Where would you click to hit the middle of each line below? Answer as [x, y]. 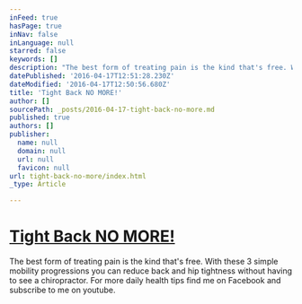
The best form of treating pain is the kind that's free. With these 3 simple [144, 262]
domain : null [42, 151]
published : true [40, 117]
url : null [36, 159]
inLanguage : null [42, 43]
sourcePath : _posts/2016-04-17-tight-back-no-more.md [112, 109]
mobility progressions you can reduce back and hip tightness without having [151, 271]
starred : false [38, 51]
